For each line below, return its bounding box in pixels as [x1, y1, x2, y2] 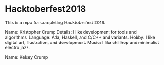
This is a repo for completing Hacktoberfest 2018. [5, 20, 106, 25]
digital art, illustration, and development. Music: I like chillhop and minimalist [5, 39, 159, 45]
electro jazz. [5, 44, 30, 50]
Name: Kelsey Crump [5, 54, 48, 60]
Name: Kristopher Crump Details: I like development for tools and [5, 29, 137, 35]
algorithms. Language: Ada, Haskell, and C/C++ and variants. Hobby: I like [5, 34, 156, 40]
